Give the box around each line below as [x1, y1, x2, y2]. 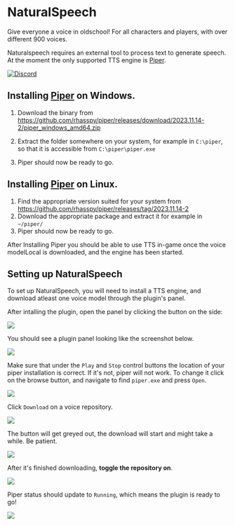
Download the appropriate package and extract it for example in [17, 212, 203, 220]
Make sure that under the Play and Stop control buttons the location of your [7, 361, 225, 370]
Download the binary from [17, 108, 93, 116]
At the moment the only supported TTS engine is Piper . [7, 55, 166, 64]
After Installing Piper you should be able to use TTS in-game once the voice [7, 240, 227, 249]
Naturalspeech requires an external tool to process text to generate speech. [7, 48, 227, 57]
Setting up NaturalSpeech [7, 268, 123, 280]
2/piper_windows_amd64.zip [17, 123, 101, 132]
